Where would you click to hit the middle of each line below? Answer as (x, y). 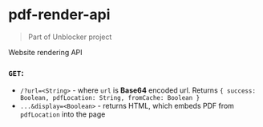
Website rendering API (45, 52)
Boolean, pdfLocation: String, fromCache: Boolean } (110, 98)
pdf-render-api (59, 15)
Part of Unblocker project (70, 37)
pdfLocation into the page (63, 114)
